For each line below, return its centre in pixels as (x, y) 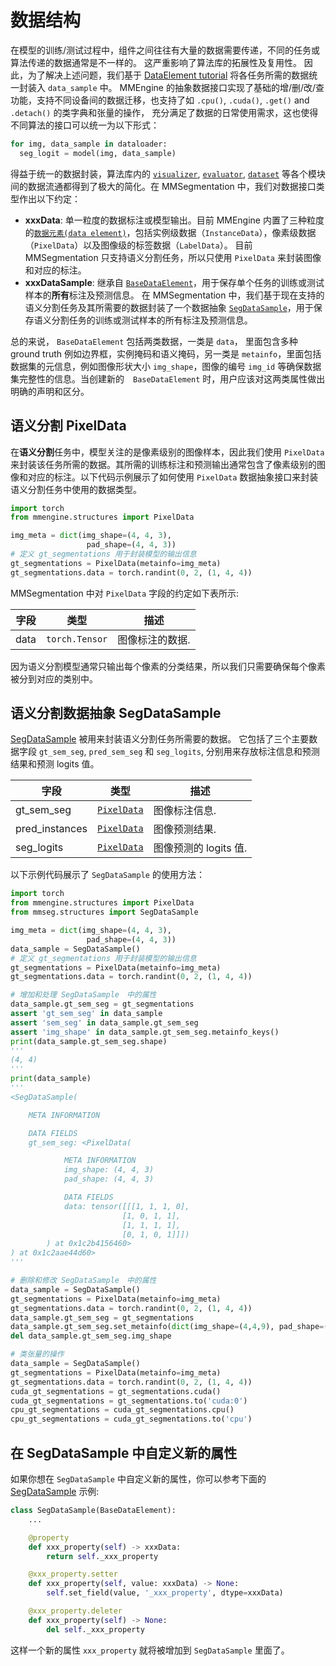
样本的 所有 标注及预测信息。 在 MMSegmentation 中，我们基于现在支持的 (174, 295)
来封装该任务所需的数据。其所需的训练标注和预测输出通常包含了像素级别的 (163, 464)
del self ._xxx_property (95, 1629)
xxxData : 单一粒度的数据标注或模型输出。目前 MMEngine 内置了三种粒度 (174, 220)
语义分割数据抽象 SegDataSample (116, 713)
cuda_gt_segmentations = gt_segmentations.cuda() (116, 1391)
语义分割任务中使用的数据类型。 (76, 489)
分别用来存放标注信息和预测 (262, 752)
